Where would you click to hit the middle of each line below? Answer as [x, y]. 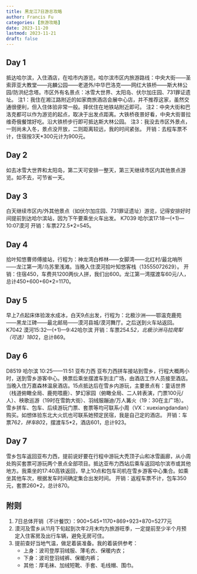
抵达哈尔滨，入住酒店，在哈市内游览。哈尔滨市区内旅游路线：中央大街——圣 [98, 78]
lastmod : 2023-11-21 [31, 33]
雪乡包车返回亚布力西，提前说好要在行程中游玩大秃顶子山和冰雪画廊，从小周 [98, 456]
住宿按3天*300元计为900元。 [52, 136]
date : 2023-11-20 [27, 28]
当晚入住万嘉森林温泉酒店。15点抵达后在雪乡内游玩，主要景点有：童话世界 [96, 385]
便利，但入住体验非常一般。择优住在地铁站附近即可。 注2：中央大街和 [101, 107]
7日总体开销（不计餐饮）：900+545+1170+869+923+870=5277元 [93, 521]
